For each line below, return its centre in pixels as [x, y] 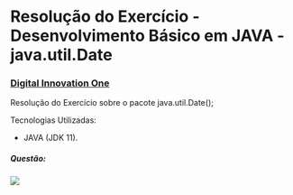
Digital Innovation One [60, 83]
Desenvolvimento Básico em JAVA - [147, 36]
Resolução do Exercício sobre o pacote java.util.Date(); [112, 103]
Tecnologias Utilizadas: [54, 120]
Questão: [28, 159]
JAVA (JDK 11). [50, 138]
